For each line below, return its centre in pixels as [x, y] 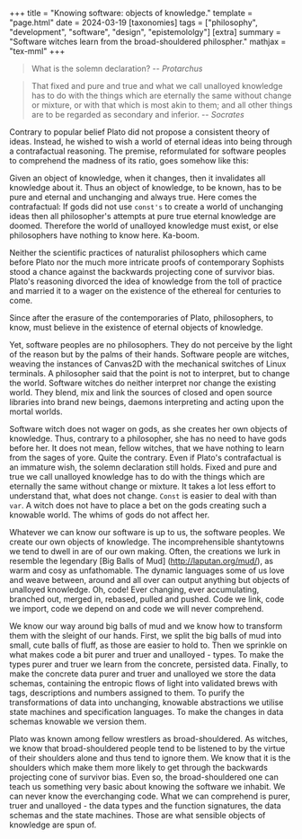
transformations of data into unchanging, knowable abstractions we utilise [147, 702]
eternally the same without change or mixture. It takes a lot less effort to [142, 486]
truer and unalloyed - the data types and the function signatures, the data [145, 806]
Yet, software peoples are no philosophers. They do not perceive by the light [151, 344]
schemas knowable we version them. [78, 721]
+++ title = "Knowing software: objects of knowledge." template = [131, 13]
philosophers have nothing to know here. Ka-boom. [105, 235]
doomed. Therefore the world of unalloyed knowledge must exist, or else [144, 225]
